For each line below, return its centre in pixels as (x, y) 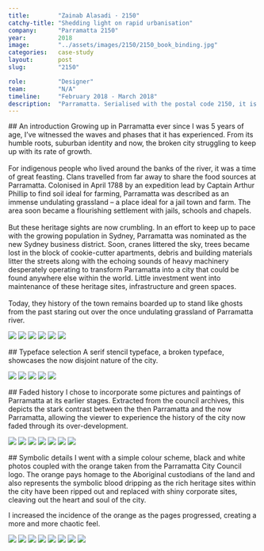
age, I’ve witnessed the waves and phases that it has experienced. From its (131, 135)
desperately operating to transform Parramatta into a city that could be (124, 270)
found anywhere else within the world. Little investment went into (115, 278)
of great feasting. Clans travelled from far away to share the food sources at (132, 177)
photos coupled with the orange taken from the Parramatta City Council (125, 466)
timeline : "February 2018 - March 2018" (83, 96)
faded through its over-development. (68, 426)
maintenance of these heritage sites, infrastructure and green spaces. (122, 287)
